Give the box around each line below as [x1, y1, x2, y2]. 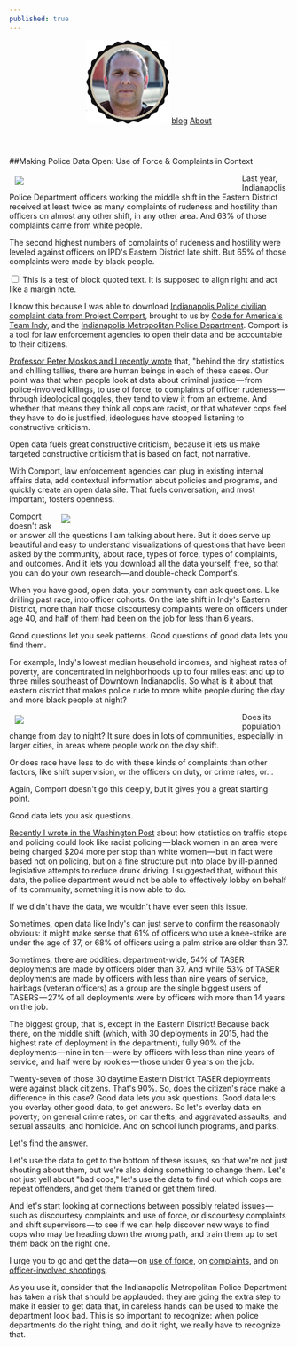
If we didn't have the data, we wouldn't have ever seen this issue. [9, 901, 248, 912]
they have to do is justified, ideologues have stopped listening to [9, 412, 245, 423]
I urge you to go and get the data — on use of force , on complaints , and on [9, 1255, 279, 1265]
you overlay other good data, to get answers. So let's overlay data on [9, 1101, 262, 1112]
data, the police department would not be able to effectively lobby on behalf [9, 874, 286, 885]
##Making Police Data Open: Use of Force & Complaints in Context [9, 155, 254, 166]
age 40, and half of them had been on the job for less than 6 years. [9, 613, 254, 623]
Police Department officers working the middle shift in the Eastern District [9, 192, 278, 202]
